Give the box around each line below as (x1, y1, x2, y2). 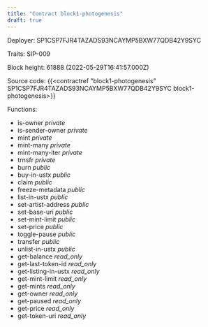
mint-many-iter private (17, 148, 82, 157)
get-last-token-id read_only (17, 259, 97, 268)
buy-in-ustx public (17, 170, 71, 179)
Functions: (7, 105, 38, 113)
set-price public (17, 222, 64, 231)
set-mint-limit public (17, 215, 75, 224)
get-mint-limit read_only (17, 274, 87, 283)
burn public (17, 163, 51, 171)
